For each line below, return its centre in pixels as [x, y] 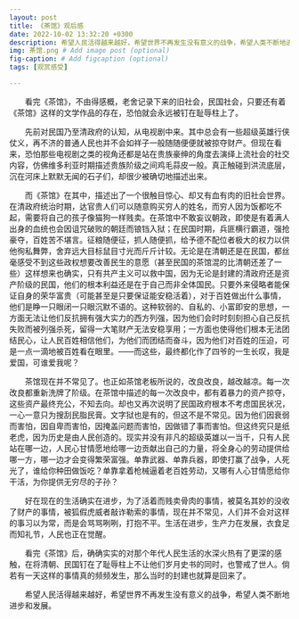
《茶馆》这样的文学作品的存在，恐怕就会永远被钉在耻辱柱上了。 [126, 112]
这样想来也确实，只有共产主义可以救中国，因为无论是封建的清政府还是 [153, 273]
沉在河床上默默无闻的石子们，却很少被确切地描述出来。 [110, 176]
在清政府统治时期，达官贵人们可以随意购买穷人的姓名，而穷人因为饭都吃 [141, 206]
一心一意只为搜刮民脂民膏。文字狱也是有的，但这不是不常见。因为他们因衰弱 [149, 415]
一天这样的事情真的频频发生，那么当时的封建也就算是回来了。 [137, 575]
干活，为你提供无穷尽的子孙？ [64, 482]
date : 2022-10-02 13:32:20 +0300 [71, 34]
